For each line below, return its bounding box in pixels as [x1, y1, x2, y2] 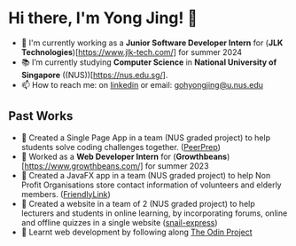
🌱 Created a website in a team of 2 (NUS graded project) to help [20, 198, 256, 209]
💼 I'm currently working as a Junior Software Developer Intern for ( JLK [20, 37, 284, 48]
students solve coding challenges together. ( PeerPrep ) [20, 141, 221, 152]
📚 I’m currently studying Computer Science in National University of [20, 57, 277, 67]
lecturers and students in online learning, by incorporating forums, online [20, 208, 288, 218]
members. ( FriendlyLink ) [20, 188, 112, 199]
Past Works [8, 108, 74, 123]
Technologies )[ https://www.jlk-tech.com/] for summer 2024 [20, 46, 243, 57]
